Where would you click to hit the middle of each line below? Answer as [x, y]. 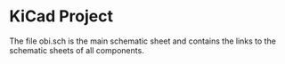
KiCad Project [61, 16]
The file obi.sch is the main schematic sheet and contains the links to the [142, 41]
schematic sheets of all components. [77, 50]
